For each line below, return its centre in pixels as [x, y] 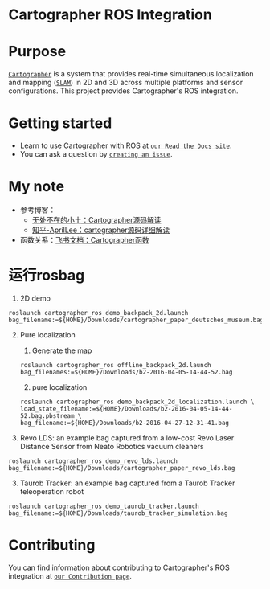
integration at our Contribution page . [70, 575]
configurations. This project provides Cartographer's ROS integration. [123, 91]
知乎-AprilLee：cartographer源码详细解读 [101, 230]
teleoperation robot [52, 491]
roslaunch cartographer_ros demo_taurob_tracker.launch [104, 506]
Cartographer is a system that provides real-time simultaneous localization [131, 74]
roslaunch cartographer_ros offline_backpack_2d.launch [115, 365]
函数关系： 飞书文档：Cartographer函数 [85, 240]
